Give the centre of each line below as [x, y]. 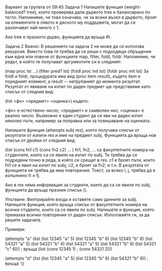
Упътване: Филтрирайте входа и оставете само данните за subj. [71, 199]
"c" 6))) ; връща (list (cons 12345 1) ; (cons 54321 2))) [59, 249]
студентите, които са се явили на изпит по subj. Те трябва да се [71, 155]
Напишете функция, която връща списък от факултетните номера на [76, 204]
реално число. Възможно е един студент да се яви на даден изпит [74, 115]
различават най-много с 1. [32, 28]
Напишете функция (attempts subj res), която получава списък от [72, 130]
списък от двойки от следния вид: [40, 140]
